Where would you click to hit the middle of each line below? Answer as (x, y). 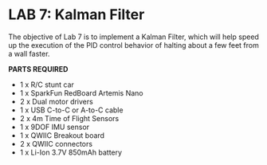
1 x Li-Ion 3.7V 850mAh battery (71, 152)
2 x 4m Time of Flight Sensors (69, 118)
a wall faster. (29, 53)
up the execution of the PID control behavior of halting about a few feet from (133, 45)
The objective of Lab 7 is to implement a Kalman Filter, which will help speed (133, 37)
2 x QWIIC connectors (56, 143)
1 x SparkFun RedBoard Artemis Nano (81, 92)
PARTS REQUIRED (38, 69)
